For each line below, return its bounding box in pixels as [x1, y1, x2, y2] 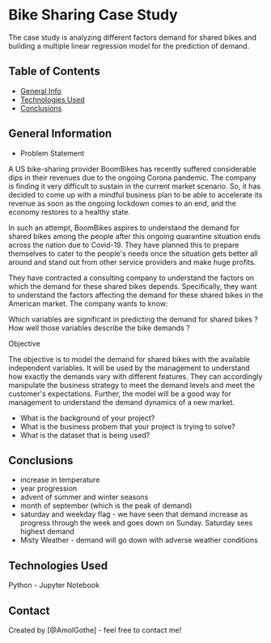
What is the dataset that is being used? [19, 430, 150, 440]
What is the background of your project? [19, 413, 155, 423]
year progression [19, 483, 78, 493]
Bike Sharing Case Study [8, 6, 178, 24]
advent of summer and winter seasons [19, 492, 149, 502]
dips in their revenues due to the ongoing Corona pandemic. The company [8, 172, 257, 182]
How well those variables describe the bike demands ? [8, 322, 190, 333]
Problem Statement [19, 148, 85, 158]
